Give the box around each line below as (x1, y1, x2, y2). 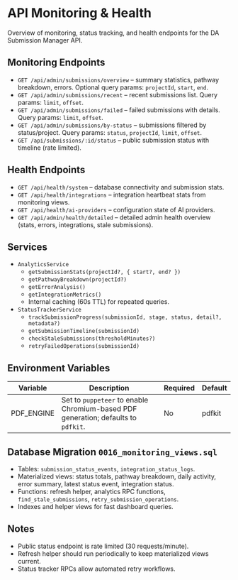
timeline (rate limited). (17, 143, 81, 152)
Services (7, 241, 48, 253)
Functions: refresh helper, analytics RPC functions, (17, 488, 166, 496)
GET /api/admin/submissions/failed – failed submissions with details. (17, 105, 221, 114)
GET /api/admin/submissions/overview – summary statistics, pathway (17, 75, 220, 84)
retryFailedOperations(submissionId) (28, 343, 140, 350)
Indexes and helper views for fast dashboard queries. (17, 503, 174, 510)
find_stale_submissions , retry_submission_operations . (17, 495, 179, 503)
